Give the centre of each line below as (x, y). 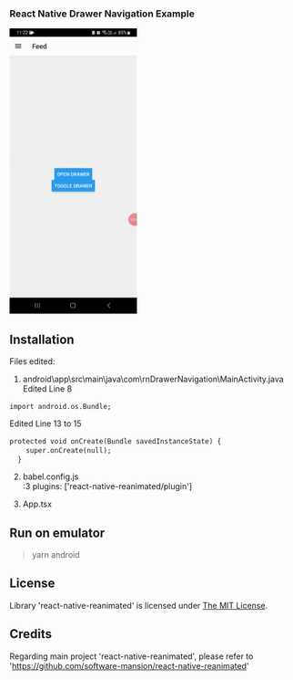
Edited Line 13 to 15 (45, 424)
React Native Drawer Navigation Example (102, 14)
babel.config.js (51, 476)
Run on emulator (57, 533)
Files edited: (32, 361)
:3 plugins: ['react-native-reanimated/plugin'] (107, 486)
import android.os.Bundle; (61, 407)
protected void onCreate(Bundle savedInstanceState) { (116, 442)
